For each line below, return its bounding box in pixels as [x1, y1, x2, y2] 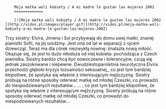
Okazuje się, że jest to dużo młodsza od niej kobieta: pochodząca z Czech [5, 51, 158, 56]
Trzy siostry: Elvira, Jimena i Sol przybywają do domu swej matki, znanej [5, 35, 154, 41]
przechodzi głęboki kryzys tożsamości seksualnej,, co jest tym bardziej [5, 67, 151, 72]
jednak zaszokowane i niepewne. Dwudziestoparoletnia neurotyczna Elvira [5, 61, 158, 67]
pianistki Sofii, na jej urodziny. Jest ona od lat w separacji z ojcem [5, 40, 140, 46]
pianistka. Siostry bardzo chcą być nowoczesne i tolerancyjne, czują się [5, 56, 153, 62]
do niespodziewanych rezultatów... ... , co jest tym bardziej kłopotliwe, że [5, 82, 155, 88]
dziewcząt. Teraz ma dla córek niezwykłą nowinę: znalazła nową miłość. [5, 46, 153, 52]
